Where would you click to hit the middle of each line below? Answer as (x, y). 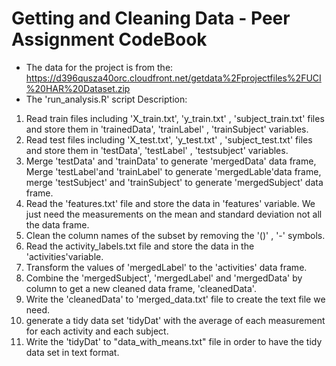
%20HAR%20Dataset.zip (78, 88)
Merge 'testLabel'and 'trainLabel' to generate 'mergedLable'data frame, (173, 171)
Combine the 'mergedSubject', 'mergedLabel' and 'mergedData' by (164, 278)
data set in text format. (72, 352)
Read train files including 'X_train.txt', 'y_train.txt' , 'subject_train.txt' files (175, 118)
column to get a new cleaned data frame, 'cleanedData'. (141, 288)
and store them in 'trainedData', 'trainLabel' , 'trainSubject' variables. (167, 129)
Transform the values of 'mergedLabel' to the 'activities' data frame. (166, 267)
